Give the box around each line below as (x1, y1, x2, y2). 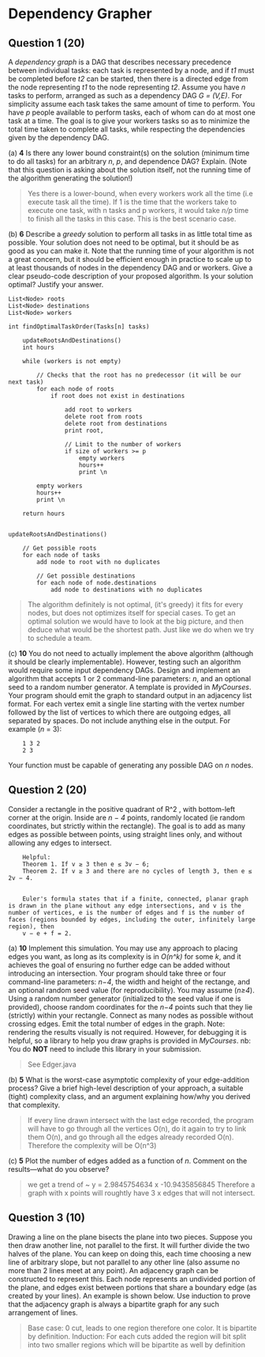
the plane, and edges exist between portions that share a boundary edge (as (8, 1283, 257, 1292)
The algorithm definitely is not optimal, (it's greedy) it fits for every (27, 600, 244, 609)
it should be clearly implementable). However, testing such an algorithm (8, 658, 241, 666)
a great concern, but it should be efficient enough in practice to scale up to (8, 255, 252, 263)
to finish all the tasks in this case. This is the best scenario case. (27, 214, 237, 223)
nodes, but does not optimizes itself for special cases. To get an (27, 608, 236, 617)
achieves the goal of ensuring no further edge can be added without (8, 960, 230, 969)
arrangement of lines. (8, 1307, 78, 1317)
